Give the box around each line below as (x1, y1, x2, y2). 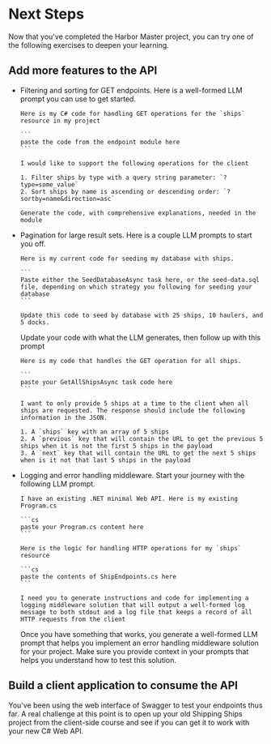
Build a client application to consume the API (8, 678, 239, 693)
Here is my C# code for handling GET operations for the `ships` (19, 109, 245, 118)
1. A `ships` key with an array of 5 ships (19, 427, 170, 436)
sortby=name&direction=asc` (19, 195, 115, 203)
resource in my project (19, 117, 101, 125)
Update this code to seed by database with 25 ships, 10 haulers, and (19, 311, 264, 319)
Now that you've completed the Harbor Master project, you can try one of (8, 32, 254, 41)
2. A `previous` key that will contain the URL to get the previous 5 (19, 434, 264, 443)
